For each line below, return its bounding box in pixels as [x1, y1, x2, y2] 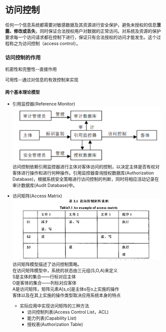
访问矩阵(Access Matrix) [12, 193, 63, 199]
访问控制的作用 [5, 54, 41, 61]
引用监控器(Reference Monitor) [12, 101, 76, 107]
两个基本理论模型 [5, 89, 40, 95]
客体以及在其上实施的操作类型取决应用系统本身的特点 [12, 292, 121, 298]
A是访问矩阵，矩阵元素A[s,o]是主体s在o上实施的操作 [12, 286, 120, 292]
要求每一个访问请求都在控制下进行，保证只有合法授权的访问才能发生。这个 [5, 34, 157, 40]
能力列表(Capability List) [27, 315, 77, 321]
